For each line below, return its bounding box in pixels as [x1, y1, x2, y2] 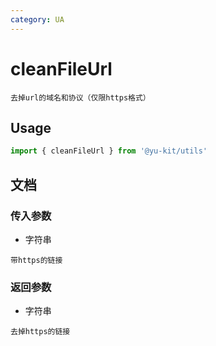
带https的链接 [10, 255, 63, 265]
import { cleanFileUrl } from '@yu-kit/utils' [10, 146, 208, 156]
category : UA [10, 14, 65, 25]
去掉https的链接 [10, 327, 71, 337]
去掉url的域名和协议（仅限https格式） [10, 92, 151, 103]
